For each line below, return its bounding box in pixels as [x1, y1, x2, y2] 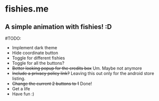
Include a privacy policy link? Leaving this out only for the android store [12, 71, 155, 76]
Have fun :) [12, 91, 35, 97]
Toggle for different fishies [12, 55, 65, 61]
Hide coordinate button [12, 50, 58, 56]
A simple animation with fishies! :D [5, 23, 112, 31]
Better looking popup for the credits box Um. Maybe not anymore [12, 65, 142, 71]
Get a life [12, 86, 30, 91]
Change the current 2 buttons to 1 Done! [12, 81, 92, 87]
